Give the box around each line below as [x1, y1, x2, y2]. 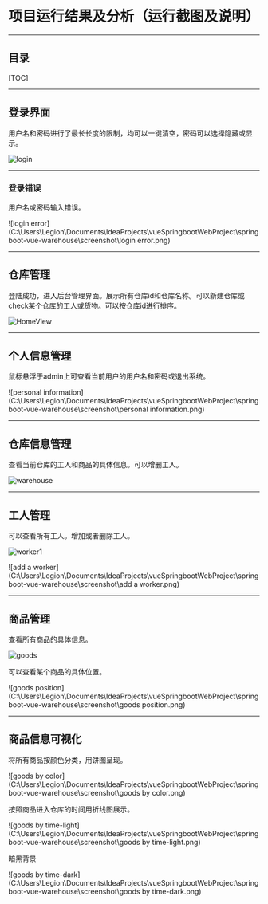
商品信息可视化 [8, 733, 82, 746]
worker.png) [139, 580, 180, 589]
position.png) [142, 699, 186, 709]
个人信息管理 [8, 349, 72, 363]
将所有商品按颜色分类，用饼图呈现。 [8, 755, 128, 764]
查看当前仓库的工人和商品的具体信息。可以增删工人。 [8, 460, 183, 470]
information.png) [150, 404, 205, 415]
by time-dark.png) [142, 886, 202, 896]
